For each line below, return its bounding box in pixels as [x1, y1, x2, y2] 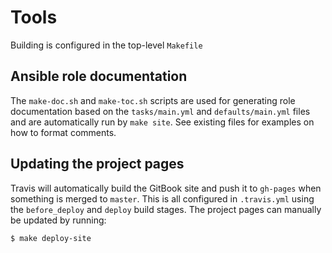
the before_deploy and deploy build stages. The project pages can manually [10, 203, 322, 215]
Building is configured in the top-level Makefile [10, 39, 203, 51]
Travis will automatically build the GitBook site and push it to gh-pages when [10, 182, 322, 194]
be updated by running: [10, 214, 107, 226]
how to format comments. [10, 126, 117, 138]
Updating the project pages [10, 156, 185, 173]
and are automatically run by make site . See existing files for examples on [10, 116, 315, 128]
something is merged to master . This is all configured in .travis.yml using [10, 192, 315, 205]
